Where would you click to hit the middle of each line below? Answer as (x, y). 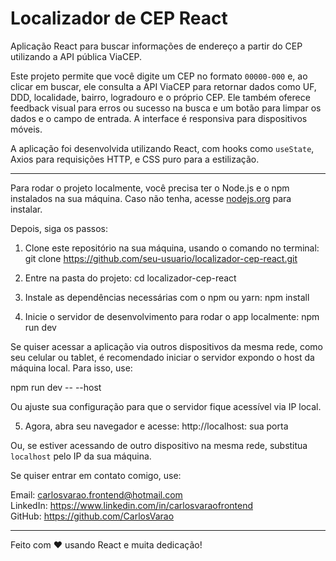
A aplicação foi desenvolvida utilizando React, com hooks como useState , (162, 148)
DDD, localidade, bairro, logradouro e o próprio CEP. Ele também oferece (160, 97)
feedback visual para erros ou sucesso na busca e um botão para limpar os (166, 108)
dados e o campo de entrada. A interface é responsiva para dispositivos (159, 118)
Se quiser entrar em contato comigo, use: (96, 475)
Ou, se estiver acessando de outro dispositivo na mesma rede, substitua (159, 445)
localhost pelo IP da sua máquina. (81, 456)
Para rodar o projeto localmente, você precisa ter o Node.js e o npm (150, 188)
